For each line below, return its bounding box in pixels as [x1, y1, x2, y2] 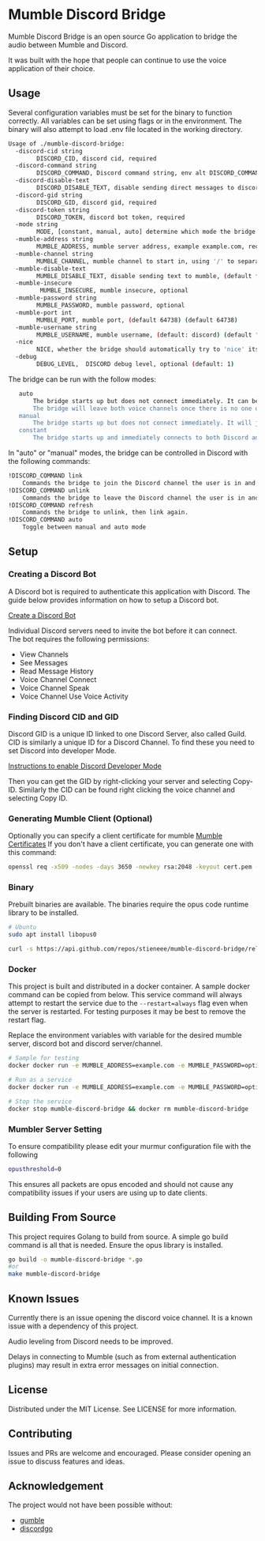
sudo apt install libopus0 [8, 931, 97, 939]
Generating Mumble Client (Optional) [8, 812, 153, 823]
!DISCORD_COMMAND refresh [8, 501, 93, 509]
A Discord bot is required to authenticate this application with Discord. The [8, 586, 251, 596]
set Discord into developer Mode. [8, 745, 117, 755]
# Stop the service [8, 1097, 73, 1106]
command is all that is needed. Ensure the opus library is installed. [8, 1240, 223, 1249]
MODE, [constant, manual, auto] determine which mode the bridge [36, 228, 256, 236]
